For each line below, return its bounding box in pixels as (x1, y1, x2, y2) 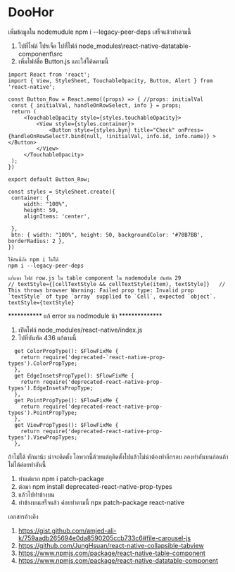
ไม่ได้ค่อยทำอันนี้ (8, 460, 46, 468)
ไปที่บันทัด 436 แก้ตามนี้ (18, 333, 77, 342)
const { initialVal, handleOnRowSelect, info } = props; (11, 101, 182, 109)
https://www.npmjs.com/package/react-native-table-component (18, 549, 206, 557)
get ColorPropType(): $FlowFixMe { (14, 347, 119, 354)
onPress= (177, 126, 203, 134)
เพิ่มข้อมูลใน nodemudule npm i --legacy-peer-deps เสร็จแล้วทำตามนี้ (8, 27, 191, 36)
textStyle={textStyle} (8, 299, 75, 306)
